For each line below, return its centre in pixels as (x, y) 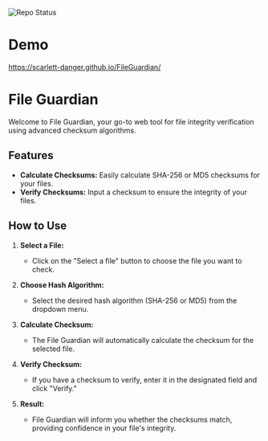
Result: (32, 404)
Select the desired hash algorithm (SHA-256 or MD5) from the (134, 300)
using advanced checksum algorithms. (72, 130)
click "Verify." (55, 388)
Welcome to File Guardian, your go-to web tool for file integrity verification (131, 121)
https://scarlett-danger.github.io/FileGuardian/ (85, 67)
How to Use (38, 226)
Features (31, 155)
